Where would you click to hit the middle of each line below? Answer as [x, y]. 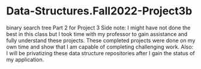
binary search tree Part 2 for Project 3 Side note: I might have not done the [98, 28]
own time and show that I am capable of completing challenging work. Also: [100, 47]
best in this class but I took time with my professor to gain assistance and [97, 34]
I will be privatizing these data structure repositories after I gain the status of [100, 53]
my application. [25, 59]
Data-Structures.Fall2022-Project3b [99, 11]
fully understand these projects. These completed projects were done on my [101, 40]
